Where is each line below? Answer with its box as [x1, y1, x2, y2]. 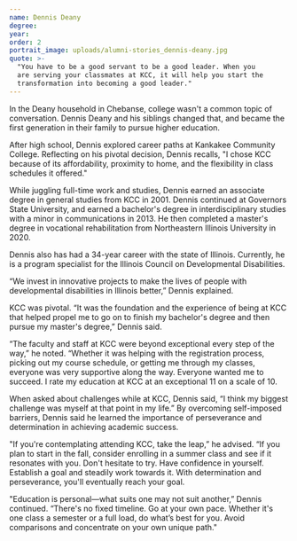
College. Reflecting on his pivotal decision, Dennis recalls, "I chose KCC [9, 148, 272, 160]
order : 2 [9, 37, 42, 47]
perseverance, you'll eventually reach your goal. [9, 476, 185, 487]
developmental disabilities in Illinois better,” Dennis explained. [9, 285, 234, 295]
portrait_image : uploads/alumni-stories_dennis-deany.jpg [9, 46, 228, 55]
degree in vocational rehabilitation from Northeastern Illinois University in [9, 223, 277, 233]
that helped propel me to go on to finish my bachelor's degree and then [9, 311, 270, 322]
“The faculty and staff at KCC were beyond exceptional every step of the [9, 338, 275, 349]
